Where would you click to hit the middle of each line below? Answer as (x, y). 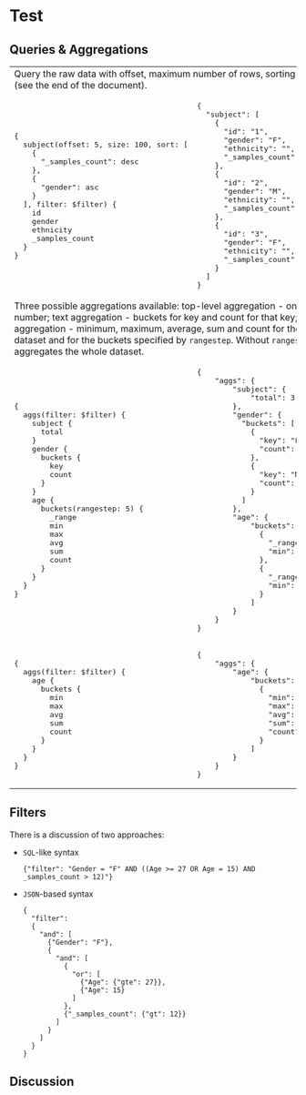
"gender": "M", (255, 191)
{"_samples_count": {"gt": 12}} (125, 1014)
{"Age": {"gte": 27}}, (123, 982)
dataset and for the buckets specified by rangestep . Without (142, 340)
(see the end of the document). (81, 85)
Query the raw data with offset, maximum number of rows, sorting (155, 74)
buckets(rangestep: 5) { (92, 509)
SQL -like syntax (51, 852)
